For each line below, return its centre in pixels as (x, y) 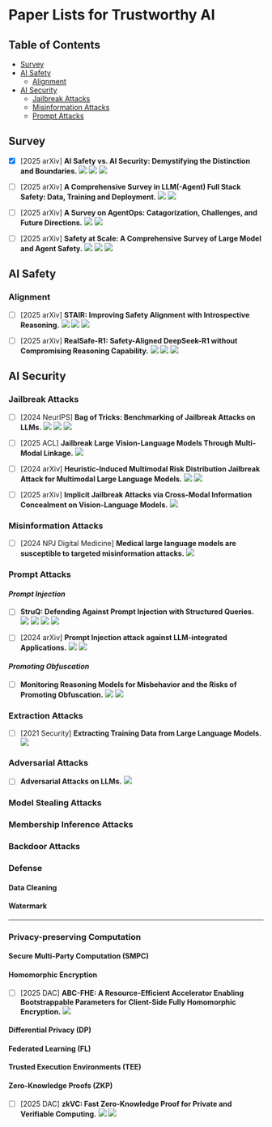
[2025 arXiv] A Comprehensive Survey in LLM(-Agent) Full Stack (130, 186)
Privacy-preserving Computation (75, 937)
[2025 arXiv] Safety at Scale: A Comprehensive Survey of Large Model (140, 238)
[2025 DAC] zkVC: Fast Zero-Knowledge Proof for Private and (126, 1104)
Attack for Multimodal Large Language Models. (101, 479)
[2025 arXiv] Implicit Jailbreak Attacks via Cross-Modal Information (136, 494)
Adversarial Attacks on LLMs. (71, 781)
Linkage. (59, 453)
